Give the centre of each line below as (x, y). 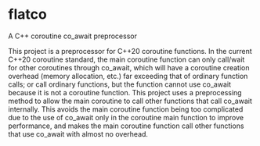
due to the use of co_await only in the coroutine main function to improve (126, 117)
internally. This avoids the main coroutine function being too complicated (126, 109)
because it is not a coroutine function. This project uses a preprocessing (125, 92)
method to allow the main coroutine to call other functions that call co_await (130, 101)
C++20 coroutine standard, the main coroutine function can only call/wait (126, 59)
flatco (27, 14)
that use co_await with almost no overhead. (78, 134)
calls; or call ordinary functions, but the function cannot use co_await (119, 84)
